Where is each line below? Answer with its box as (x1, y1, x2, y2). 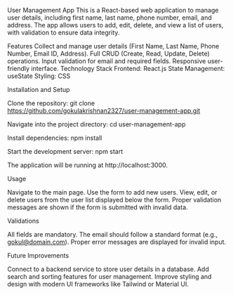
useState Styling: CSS (7, 72, 71, 80)
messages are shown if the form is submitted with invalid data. (7, 203, 188, 211)
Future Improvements (7, 251, 69, 259)
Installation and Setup (7, 86, 70, 93)
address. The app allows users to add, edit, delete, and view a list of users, (7, 21, 224, 29)
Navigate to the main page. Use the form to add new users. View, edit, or (7, 188, 218, 196)
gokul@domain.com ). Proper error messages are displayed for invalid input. (7, 238, 227, 246)
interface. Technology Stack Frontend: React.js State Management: (31, 65, 225, 72)
